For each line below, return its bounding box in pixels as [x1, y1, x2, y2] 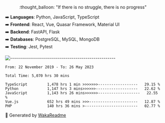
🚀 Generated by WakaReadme [5, 112, 66, 118]
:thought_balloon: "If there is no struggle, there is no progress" [19, 4, 147, 10]
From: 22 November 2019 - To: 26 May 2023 [5, 65, 94, 70]
